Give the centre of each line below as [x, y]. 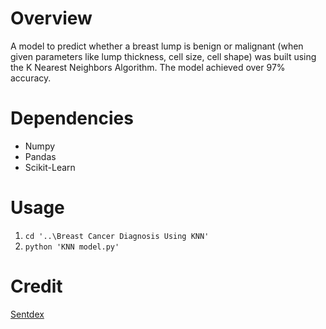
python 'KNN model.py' [72, 247]
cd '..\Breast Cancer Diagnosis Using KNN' [117, 236]
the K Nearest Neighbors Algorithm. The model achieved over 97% [148, 67]
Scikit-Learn [50, 167]
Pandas [40, 156]
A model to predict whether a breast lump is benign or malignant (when [157, 46]
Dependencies [72, 118]
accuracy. [31, 78]
